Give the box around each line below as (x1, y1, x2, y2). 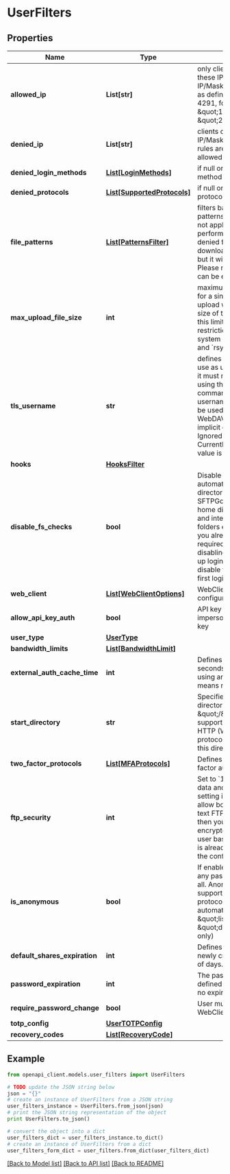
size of (197, 309, 219, 318)
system (197, 334, 221, 344)
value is (197, 448, 222, 458)
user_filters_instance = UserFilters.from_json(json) (7, 1103, 164, 1110)
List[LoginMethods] (105, 168, 172, 177)
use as (197, 362, 219, 372)
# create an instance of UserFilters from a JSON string (7, 1096, 173, 1103)
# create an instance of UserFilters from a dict (7, 1140, 152, 1147)
